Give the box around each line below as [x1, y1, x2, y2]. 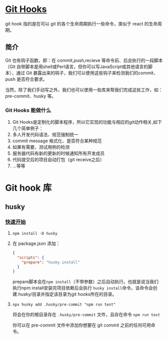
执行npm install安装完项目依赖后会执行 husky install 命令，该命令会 [12, 285, 153, 291]
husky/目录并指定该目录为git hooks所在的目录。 [18, 291, 117, 297]
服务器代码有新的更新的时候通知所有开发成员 [12, 150, 105, 156]
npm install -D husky [12, 231, 57, 236]
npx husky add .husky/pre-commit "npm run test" [12, 302, 116, 307]
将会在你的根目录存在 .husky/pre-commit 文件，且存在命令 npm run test [12, 311, 160, 317]
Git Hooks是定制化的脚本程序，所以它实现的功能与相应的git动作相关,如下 [12, 119, 162, 125]
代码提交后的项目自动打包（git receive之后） [12, 157, 104, 163]
